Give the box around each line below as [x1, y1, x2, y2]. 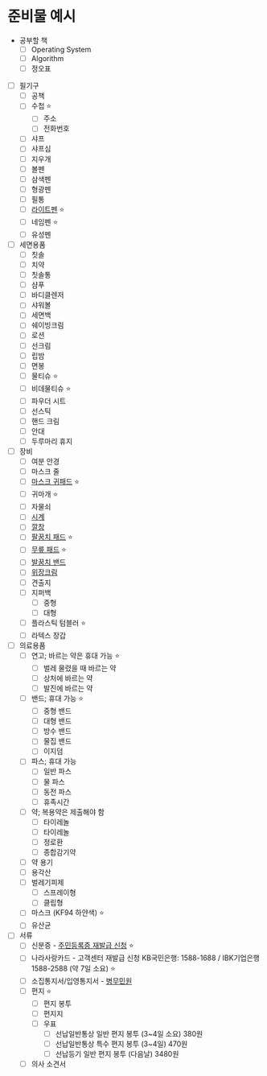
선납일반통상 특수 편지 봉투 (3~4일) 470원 [55, 1039, 188, 1049]
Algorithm [31, 54, 64, 63]
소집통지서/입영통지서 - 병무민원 [31, 975, 133, 986]
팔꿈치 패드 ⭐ [31, 532, 73, 542]
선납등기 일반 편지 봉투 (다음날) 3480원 [55, 1049, 179, 1058]
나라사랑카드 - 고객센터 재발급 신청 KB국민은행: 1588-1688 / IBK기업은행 [31, 953, 261, 963]
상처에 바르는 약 [43, 673, 93, 682]
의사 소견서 [31, 1059, 66, 1069]
